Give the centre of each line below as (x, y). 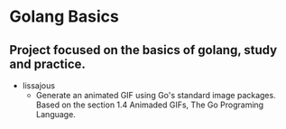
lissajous (39, 86)
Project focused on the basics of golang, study (143, 50)
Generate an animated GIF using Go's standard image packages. (156, 95)
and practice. (47, 64)
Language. (56, 114)
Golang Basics (64, 17)
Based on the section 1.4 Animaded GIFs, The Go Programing (150, 105)
